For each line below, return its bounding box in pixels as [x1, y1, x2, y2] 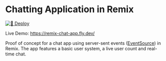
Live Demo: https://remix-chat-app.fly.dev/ [5, 30, 95, 36]
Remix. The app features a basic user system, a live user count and [5, 45, 146, 51]
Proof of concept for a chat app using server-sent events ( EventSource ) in [5, 40, 161, 46]
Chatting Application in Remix [5, 4, 134, 15]
